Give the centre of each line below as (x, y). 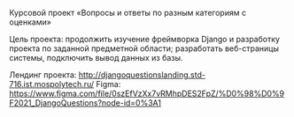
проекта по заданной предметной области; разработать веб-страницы (144, 48)
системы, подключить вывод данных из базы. (96, 58)
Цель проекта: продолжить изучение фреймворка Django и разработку (145, 39)
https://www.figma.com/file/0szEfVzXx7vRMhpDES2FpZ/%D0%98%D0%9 (147, 93)
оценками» (30, 22)
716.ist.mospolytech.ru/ (52, 84)
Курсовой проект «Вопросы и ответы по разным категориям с (128, 13)
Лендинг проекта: (43, 75)
